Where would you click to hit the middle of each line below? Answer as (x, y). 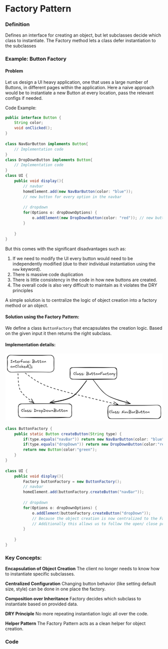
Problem (14, 71)
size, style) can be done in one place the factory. (55, 589)
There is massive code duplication (48, 274)
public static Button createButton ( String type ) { (68, 434)
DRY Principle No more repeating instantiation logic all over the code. (77, 614)
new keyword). (27, 269)
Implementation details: (30, 345)
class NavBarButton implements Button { (47, 144)
